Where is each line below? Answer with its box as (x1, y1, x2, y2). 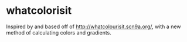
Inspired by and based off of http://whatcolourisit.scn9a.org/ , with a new (6, 23, 181, 30)
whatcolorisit (6, 4, 72, 17)
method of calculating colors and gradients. (6, 29, 111, 36)
